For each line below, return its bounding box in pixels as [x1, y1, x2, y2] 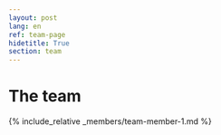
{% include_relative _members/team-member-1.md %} [8, 116, 212, 127]
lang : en [8, 22, 42, 31]
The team [8, 86, 82, 107]
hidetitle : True [8, 38, 70, 48]
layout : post [8, 13, 58, 23]
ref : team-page [8, 30, 66, 39]
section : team [8, 47, 62, 56]
